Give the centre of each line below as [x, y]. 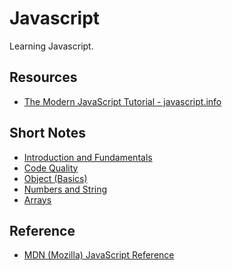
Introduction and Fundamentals [88, 157]
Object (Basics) [55, 178]
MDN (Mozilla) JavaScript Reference [99, 255]
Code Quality [51, 168]
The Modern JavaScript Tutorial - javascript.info [122, 101]
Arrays [37, 199]
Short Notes [47, 133]
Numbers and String [65, 189]
